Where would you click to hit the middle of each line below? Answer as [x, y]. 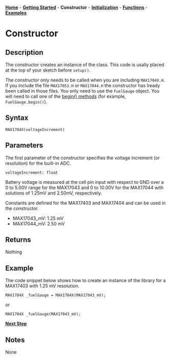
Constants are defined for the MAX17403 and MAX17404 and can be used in [86, 203]
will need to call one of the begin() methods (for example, [66, 96]
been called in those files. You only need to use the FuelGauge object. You [82, 91]
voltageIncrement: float [32, 173]
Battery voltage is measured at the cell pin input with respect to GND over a [85, 182]
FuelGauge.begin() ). [26, 102]
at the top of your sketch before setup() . [48, 70]
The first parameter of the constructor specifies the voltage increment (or [82, 158]
